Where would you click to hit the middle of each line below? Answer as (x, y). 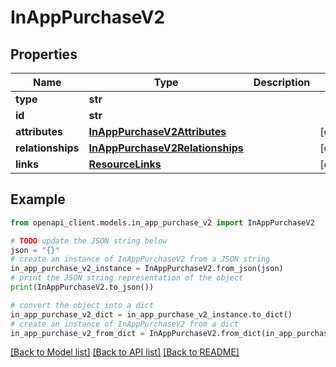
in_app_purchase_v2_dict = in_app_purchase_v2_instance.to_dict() (151, 314)
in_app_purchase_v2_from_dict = (77, 333)
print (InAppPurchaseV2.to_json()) (82, 287)
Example (38, 199)
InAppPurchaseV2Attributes (157, 131)
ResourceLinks (125, 164)
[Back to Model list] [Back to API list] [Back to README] (125, 352)
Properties (44, 54)
